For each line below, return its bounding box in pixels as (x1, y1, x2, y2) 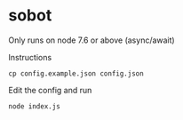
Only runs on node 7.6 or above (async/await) (8, 35, 175, 45)
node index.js (8, 101, 61, 111)
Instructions (8, 52, 52, 62)
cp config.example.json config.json (8, 68, 144, 78)
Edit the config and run (8, 84, 92, 95)
